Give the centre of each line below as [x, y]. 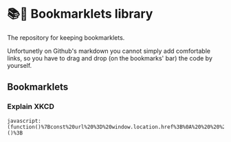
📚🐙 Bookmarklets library [80, 14]
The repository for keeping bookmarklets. [66, 37]
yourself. [20, 65]
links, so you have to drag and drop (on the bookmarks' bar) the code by [110, 58]
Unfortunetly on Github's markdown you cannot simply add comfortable [109, 51]
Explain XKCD [31, 106]
